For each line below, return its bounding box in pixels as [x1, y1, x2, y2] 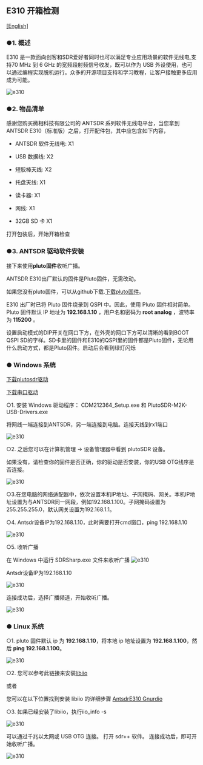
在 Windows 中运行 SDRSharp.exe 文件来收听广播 [6, 556, 130, 563]
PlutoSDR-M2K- [147, 401, 188, 409]
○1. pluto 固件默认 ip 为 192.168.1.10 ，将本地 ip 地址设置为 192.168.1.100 [6, 637, 187, 645]
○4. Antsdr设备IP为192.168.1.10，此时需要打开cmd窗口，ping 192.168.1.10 [6, 518, 188, 526]
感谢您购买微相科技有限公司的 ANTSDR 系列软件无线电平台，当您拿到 [6, 120, 180, 127]
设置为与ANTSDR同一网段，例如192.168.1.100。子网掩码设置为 [11, 498, 166, 505]
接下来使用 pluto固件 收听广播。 [6, 262, 84, 269]
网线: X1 [15, 205, 35, 212]
